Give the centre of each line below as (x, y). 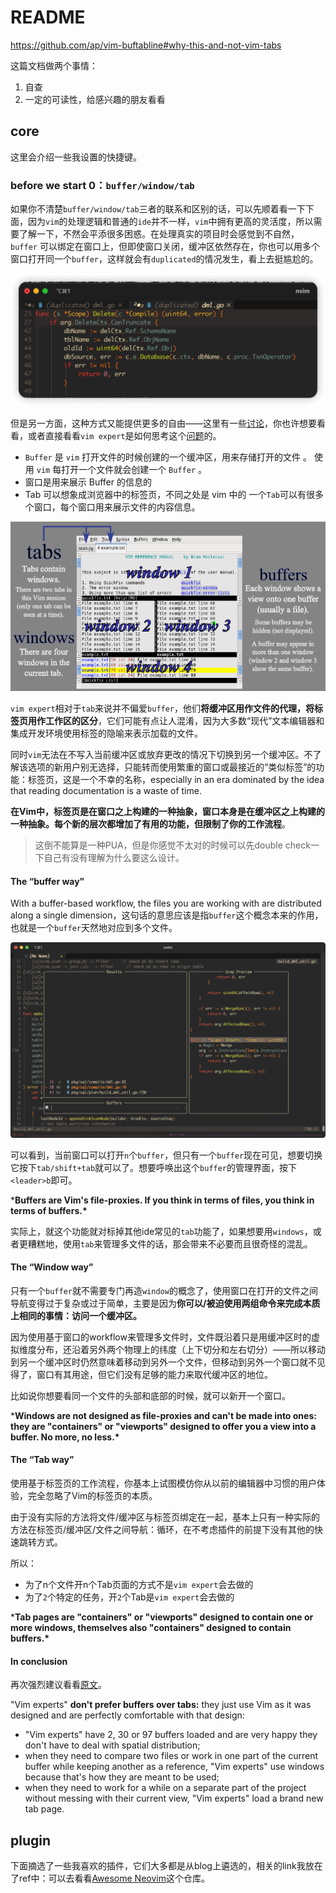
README (48, 17)
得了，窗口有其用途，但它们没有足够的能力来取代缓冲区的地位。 (141, 1374)
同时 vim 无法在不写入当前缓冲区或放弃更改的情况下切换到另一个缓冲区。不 (161, 755)
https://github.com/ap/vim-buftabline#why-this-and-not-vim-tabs (146, 45)
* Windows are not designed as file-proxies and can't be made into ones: (163, 1415)
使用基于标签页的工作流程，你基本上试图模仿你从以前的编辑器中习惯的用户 (163, 1483)
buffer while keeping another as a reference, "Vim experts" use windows (174, 1767)
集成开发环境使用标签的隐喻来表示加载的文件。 (106, 733)
